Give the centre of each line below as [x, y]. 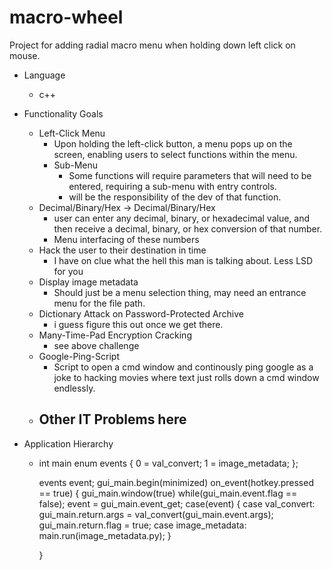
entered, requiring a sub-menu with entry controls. [172, 186]
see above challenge [96, 345]
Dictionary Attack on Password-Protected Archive [141, 313]
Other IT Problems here [112, 419]
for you [68, 271]
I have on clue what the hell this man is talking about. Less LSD [183, 260]
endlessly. [74, 388]
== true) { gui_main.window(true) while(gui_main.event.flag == [168, 493]
